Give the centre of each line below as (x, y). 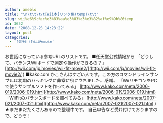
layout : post (19, 33)
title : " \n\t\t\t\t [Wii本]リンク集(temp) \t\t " (52, 14)
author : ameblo (21, 10)
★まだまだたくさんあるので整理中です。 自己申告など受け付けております (79, 109)
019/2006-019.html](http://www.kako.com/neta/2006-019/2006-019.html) (81, 92)
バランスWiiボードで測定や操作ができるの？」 (60, 63)
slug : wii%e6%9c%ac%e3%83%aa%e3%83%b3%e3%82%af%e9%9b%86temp (69, 19)
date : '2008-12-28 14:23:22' (35, 28)
